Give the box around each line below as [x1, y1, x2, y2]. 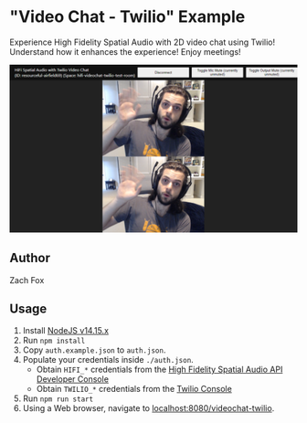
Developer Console [36, 374, 110, 385]
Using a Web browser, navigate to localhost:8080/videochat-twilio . [22, 403, 275, 414]
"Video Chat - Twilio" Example [9, 6, 246, 27]
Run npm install [22, 335, 86, 346]
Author [9, 250, 50, 266]
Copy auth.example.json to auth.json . [22, 344, 166, 355]
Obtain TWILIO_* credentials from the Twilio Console [36, 384, 233, 395]
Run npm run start [22, 393, 94, 404]
